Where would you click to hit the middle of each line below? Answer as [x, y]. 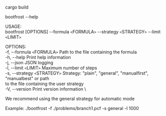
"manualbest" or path [27, 78]
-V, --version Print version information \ [46, 89]
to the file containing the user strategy [44, 84]
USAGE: [13, 26]
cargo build [17, 7]
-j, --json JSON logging [29, 62]
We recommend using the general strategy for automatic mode [70, 99]
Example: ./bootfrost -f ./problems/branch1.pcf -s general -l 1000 [72, 108]
